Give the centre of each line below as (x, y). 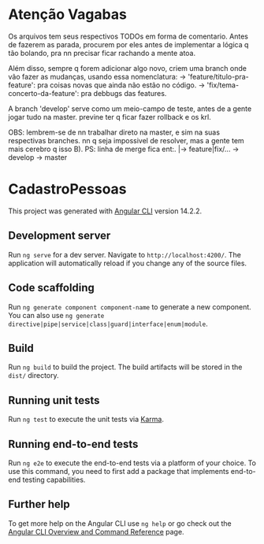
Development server (59, 236)
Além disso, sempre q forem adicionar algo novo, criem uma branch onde (127, 68)
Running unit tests (54, 400)
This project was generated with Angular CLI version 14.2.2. (105, 211)
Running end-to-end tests (73, 444)
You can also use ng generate (56, 315)
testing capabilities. (54, 479)
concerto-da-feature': (44, 93)
